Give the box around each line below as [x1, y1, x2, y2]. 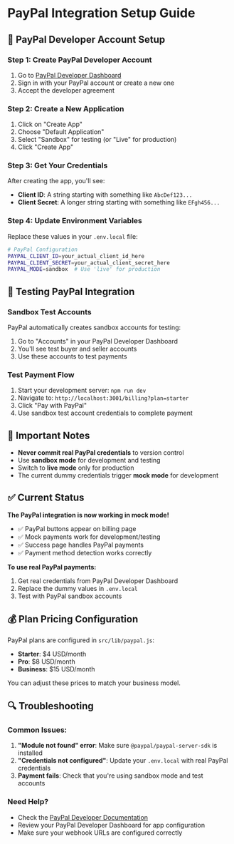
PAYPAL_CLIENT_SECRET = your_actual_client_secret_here [7, 259, 171, 267]
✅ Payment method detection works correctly [17, 548, 152, 557]
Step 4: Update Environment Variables [7, 216, 142, 226]
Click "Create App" [17, 143, 74, 151]
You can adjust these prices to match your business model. [7, 679, 181, 687]
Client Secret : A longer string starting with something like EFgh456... [17, 198, 220, 207]
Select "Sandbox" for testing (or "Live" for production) [17, 135, 177, 144]
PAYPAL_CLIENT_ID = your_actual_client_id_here [7, 252, 144, 259]
